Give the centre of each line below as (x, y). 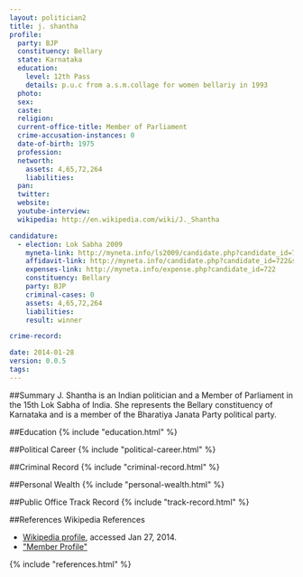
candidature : (34, 236)
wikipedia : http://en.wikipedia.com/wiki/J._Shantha (119, 219)
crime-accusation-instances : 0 (76, 136)
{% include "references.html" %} (71, 564)
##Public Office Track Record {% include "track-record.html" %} (129, 502)
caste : (30, 110)
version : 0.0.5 (38, 361)
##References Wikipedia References (78, 519)
